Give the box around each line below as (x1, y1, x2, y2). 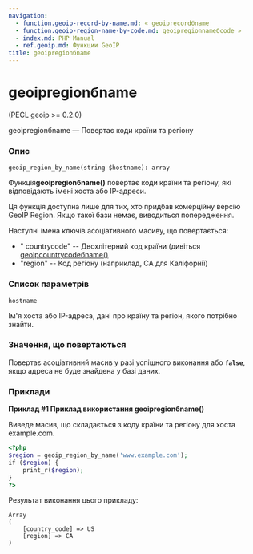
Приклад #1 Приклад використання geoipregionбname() (8, 404, 205, 414)
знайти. (8, 319, 34, 329)
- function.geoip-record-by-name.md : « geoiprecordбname (15, 19, 210, 27)
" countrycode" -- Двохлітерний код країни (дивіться (19, 241, 201, 251)
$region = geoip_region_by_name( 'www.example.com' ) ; (8, 451, 188, 459)
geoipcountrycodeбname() (19, 250, 109, 260)
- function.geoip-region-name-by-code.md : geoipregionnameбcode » (15, 26, 242, 34)
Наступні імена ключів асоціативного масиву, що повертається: (8, 226, 229, 236)
